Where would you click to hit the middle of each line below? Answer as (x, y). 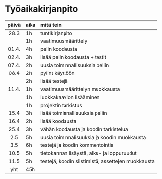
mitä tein (51, 25)
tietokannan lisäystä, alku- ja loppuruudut (88, 153)
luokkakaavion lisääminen (70, 97)
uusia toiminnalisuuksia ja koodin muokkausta (93, 137)
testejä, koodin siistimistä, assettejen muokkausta (97, 161)
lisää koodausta (58, 121)
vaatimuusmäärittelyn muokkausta (80, 89)
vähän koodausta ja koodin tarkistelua (84, 129)
